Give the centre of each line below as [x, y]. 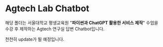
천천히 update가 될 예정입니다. [35, 39]
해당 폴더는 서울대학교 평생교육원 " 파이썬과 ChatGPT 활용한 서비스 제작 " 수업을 [82, 23]
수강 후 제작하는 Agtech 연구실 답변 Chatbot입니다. [55, 29]
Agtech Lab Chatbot [47, 9]
